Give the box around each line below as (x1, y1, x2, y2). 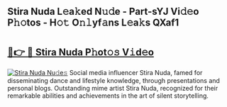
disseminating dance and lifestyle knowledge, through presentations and (7, 77, 220, 84)
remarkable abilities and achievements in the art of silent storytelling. (7, 91, 209, 100)
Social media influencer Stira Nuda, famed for (69, 69, 203, 77)
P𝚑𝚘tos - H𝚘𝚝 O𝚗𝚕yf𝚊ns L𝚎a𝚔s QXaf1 (7, 17, 179, 29)
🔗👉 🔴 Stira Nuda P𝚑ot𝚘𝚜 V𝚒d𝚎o (7, 46, 155, 58)
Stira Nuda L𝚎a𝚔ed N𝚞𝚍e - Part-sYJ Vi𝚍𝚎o (7, 6, 199, 18)
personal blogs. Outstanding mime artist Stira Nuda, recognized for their (7, 84, 218, 92)
